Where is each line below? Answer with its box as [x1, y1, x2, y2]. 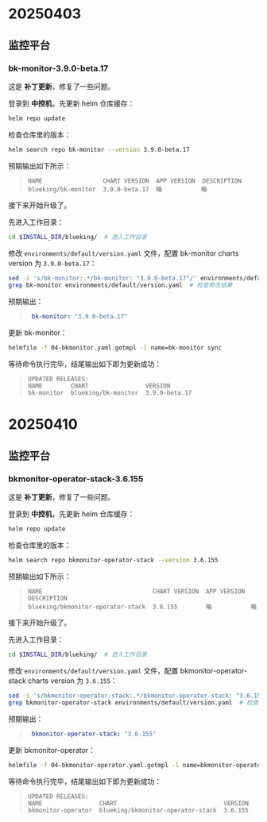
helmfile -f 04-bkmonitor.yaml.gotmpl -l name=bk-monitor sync [8, 344, 222, 352]
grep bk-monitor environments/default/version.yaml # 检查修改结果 [8, 281, 233, 290]
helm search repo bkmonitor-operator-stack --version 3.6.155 [8, 556, 219, 564]
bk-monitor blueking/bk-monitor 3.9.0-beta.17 [27, 389, 192, 397]
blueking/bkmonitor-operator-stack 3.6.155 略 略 [27, 603, 257, 611]
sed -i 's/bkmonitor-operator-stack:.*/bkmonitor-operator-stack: [8, 692, 233, 700]
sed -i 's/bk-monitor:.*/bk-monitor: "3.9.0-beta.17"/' [8, 274, 197, 282]
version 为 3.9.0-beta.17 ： [8, 258, 97, 268]
